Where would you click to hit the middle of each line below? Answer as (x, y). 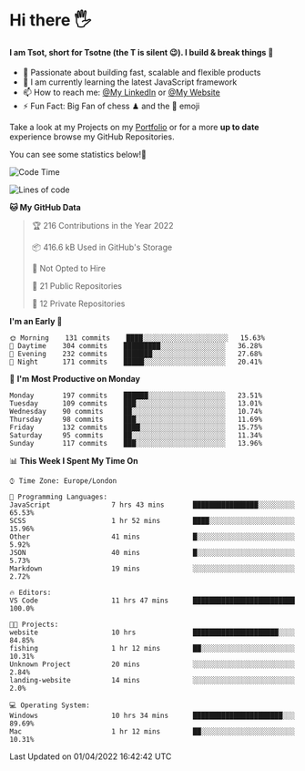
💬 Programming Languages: (58, 497)
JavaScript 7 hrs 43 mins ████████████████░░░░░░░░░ (152, 505)
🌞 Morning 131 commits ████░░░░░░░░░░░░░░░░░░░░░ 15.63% (137, 338)
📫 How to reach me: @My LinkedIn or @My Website (121, 93)
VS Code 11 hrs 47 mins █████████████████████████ (152, 601)
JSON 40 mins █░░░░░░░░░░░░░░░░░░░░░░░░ (152, 553)
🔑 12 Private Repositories (78, 303)
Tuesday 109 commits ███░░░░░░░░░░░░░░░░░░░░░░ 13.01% (136, 404)
